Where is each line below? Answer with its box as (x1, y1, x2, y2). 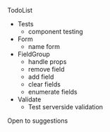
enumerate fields (28, 88, 78, 96)
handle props (28, 57, 67, 66)
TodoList (7, 6, 33, 14)
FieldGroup (17, 50, 51, 58)
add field (28, 72, 54, 81)
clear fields (28, 80, 61, 88)
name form (28, 43, 61, 50)
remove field (28, 65, 65, 73)
